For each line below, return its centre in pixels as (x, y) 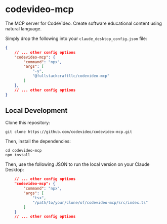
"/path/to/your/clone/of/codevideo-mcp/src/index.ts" (90, 203)
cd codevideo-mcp (24, 151)
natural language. (24, 28)
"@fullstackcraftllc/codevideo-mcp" (71, 76)
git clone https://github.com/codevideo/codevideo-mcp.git (69, 132)
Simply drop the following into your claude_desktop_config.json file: (76, 38)
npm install (18, 155)
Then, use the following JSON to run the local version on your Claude (77, 164)
